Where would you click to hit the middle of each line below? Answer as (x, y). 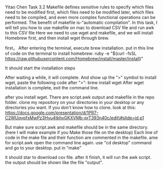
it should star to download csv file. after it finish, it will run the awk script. (78, 157)
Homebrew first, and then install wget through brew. (57, 38)
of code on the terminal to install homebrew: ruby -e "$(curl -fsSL (71, 53)
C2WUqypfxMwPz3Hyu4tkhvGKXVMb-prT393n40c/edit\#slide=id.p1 (75, 118)
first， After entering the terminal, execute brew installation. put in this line (80, 48)
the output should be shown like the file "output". (54, 162)
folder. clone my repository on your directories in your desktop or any (75, 102)
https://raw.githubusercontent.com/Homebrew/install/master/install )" (74, 59)
